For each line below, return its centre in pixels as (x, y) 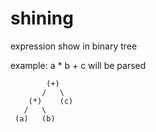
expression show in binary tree (74, 46)
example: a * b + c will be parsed (78, 65)
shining (42, 18)
